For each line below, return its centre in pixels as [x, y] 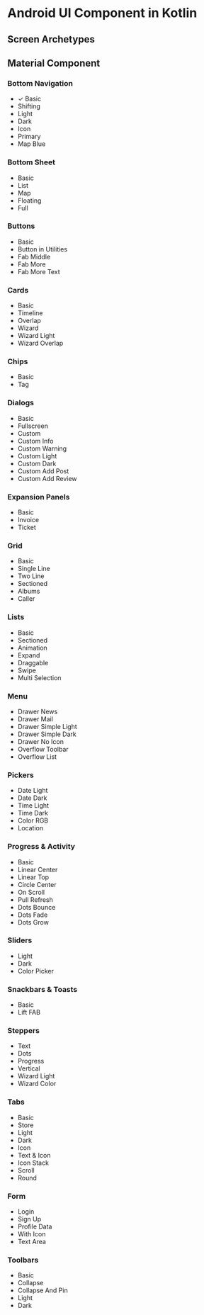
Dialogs [21, 403]
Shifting [29, 106]
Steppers [24, 1031]
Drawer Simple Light [47, 726]
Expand [29, 655]
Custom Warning [42, 448]
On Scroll [31, 892]
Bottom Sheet [31, 162]
